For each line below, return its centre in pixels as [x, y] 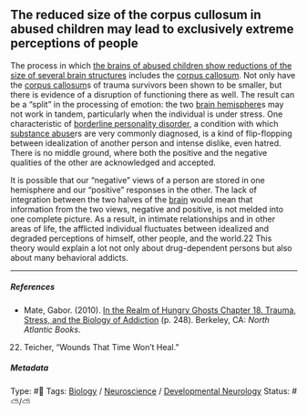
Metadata [30, 368]
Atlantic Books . [52, 329]
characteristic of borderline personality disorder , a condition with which [144, 123]
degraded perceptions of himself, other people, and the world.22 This [141, 238]
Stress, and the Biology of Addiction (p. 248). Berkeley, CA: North [146, 319]
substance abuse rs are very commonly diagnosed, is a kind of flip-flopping [151, 133]
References [33, 287]
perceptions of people [75, 43]
